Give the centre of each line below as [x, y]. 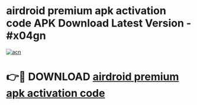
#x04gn [26, 36]
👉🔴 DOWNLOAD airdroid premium [93, 77]
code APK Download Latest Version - [99, 23]
